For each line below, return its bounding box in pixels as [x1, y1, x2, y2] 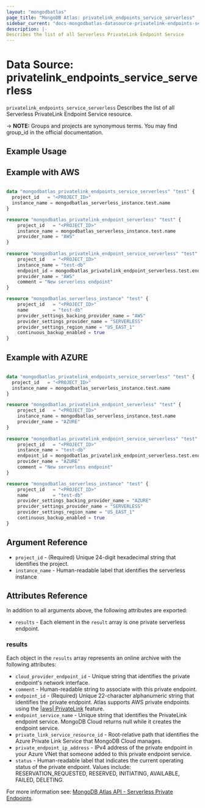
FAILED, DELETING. [15, 776, 64, 784]
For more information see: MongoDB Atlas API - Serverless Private [6, 788, 173, 795]
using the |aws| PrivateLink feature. [15, 705, 105, 712]
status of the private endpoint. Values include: [15, 763, 131, 770]
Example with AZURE [6, 352, 88, 363]
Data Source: [6, 58, 74, 72]
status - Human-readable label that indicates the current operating [15, 757, 184, 764]
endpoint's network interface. [15, 679, 90, 686]
